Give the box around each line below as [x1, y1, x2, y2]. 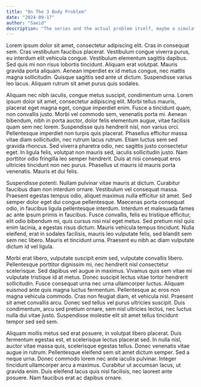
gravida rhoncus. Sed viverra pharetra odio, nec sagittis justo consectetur [6, 142, 188, 150]
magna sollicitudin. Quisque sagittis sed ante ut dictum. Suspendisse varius [6, 74, 193, 81]
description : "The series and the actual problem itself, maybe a [6, 25, 175, 32]
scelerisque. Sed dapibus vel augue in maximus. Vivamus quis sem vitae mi [6, 267, 193, 275]
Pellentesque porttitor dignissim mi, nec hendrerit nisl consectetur [6, 261, 169, 268]
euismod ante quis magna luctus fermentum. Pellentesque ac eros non [6, 287, 181, 294]
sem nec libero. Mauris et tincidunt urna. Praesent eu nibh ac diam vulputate [6, 237, 194, 244]
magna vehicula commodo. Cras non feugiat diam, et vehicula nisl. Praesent [6, 292, 193, 300]
